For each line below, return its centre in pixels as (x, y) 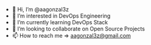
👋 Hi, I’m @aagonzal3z (40, 9)
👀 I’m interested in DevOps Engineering (61, 16)
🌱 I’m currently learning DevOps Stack (60, 22)
